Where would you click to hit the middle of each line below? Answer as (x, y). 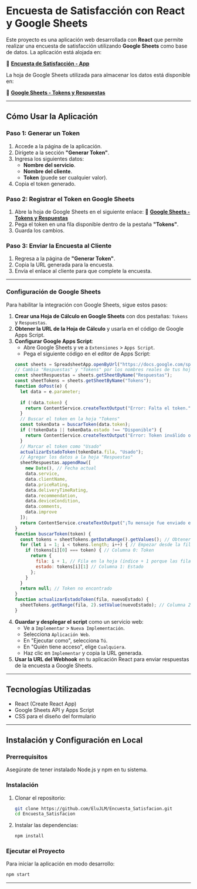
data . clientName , (47, 479)
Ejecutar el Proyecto (35, 851)
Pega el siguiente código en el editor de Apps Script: (87, 354)
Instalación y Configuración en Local (74, 740)
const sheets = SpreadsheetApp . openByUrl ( (67, 364)
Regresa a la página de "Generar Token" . (65, 259)
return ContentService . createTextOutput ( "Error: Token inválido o (108, 435)
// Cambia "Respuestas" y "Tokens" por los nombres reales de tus (97, 370)
